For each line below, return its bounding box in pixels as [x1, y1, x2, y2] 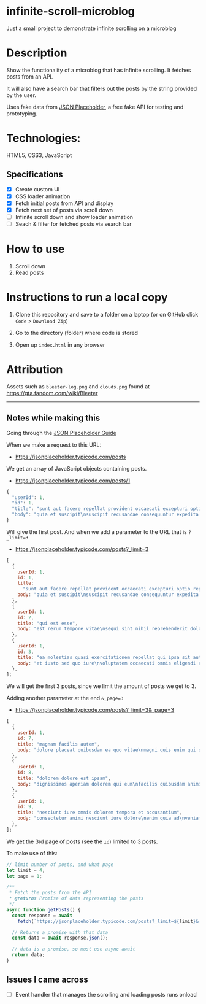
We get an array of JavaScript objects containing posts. [6, 465, 147, 472]
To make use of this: [6, 849, 58, 857]
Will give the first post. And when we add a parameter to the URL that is [6, 528, 187, 535]
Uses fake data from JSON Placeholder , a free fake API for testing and [6, 103, 184, 110]
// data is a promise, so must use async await [12, 946, 136, 952]
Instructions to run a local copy [6, 290, 168, 304]
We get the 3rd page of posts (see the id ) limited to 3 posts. [6, 838, 158, 845]
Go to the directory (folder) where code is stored [15, 329, 139, 336]
